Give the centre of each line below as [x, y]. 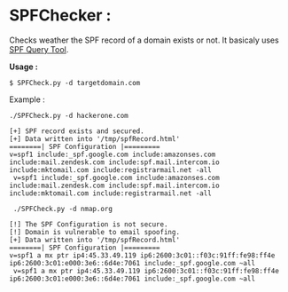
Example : [27, 99]
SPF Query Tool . [39, 49]
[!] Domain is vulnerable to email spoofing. [94, 232]
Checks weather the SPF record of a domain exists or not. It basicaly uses [144, 40]
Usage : [23, 67]
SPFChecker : [60, 16]
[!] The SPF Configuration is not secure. [89, 224]
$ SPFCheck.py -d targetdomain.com [75, 83]
